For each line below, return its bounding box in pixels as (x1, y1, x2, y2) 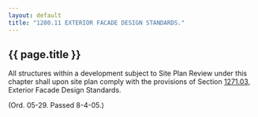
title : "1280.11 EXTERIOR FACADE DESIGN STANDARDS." (8, 19, 185, 27)
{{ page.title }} (8, 48, 81, 61)
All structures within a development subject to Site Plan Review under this (8, 68, 247, 79)
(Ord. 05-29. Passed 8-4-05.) (8, 101, 105, 110)
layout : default (8, 11, 62, 20)
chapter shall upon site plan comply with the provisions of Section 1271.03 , (8, 77, 251, 86)
